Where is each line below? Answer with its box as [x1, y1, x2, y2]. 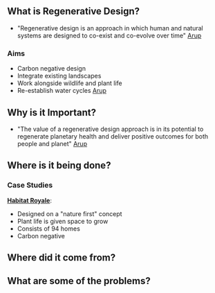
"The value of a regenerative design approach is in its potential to [17, 125, 204, 133]
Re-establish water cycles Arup [17, 87, 107, 95]
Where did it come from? [7, 252, 116, 263]
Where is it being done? [7, 159, 111, 172]
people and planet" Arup [17, 139, 88, 148]
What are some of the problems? [7, 275, 151, 287]
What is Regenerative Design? [7, 6, 140, 17]
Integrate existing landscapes [17, 72, 102, 80]
